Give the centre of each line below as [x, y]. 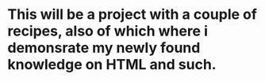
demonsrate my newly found [104, 48]
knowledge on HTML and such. [112, 65]
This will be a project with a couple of [132, 15]
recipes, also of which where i [108, 31]
